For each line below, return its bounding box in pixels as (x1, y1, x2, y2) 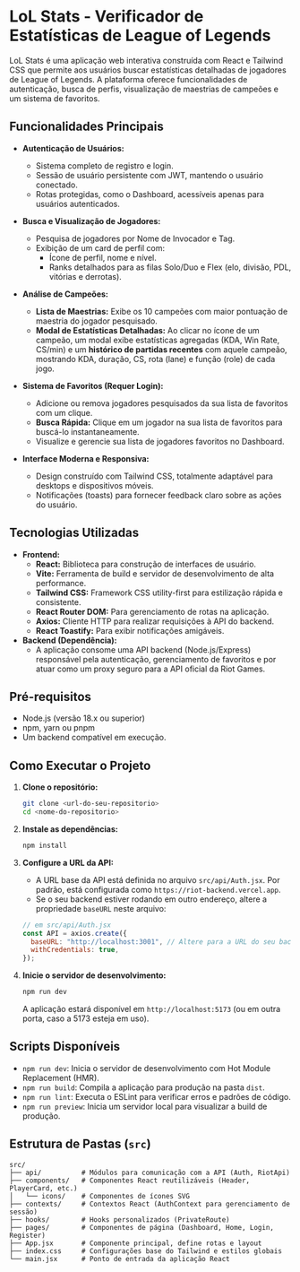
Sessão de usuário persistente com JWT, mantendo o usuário (35, 169, 264, 180)
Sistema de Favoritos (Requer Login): (21, 380, 164, 391)
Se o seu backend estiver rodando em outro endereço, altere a (35, 894, 267, 904)
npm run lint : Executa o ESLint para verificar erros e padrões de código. (21, 1091, 291, 1102)
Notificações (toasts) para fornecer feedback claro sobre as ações (35, 489, 282, 500)
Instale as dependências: (21, 823, 118, 835)
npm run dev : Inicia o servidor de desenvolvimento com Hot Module (21, 1062, 271, 1073)
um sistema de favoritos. (9, 92, 100, 104)
